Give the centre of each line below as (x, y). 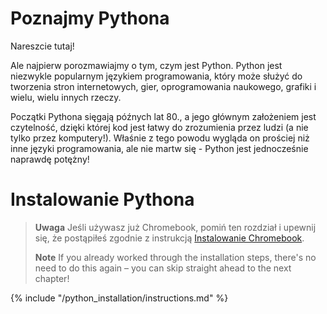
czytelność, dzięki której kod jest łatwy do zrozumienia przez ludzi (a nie (159, 127)
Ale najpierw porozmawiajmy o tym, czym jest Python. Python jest (146, 65)
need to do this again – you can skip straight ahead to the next (163, 268)
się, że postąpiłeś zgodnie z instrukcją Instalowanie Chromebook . (169, 238)
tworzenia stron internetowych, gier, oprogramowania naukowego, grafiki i (163, 86)
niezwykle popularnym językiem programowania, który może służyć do (156, 76)
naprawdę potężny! (50, 159)
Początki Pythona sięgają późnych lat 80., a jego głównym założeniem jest (163, 116)
